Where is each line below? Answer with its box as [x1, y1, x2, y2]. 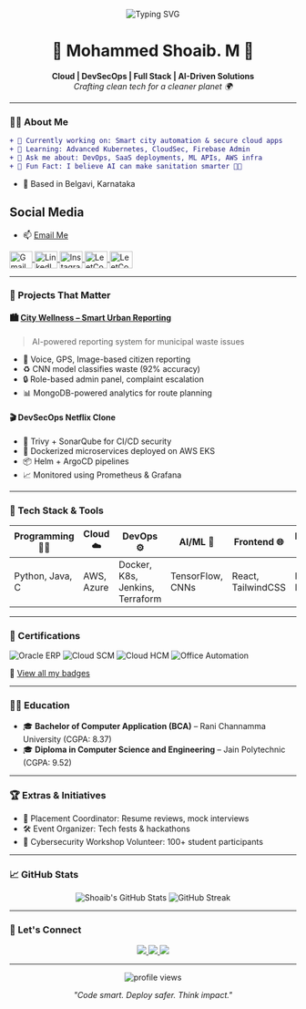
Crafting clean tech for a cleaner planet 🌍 [73, 80, 233, 91]
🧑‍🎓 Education [9, 699, 70, 712]
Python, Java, [14, 570, 73, 582]
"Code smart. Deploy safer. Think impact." [73, 989, 233, 1000]
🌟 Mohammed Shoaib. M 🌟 [51, 41, 255, 61]
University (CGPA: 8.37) [22, 734, 112, 745]
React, [231, 570, 260, 582]
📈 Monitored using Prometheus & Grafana [22, 469, 182, 480]
